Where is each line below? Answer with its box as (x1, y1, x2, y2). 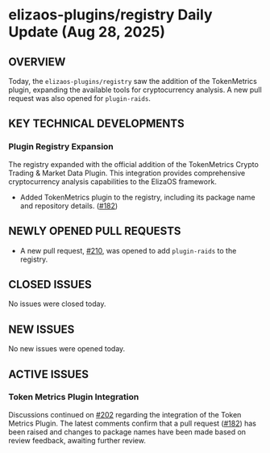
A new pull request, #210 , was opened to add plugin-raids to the (19, 245, 237, 255)
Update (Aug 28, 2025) (8, 23, 166, 41)
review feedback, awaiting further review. (8, 435, 147, 445)
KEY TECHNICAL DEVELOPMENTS (8, 117, 185, 131)
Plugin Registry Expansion (8, 141, 114, 153)
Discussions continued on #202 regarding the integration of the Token (8, 409, 242, 419)
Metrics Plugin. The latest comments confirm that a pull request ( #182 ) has (8, 418, 256, 428)
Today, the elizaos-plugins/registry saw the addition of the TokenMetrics (8, 77, 258, 86)
